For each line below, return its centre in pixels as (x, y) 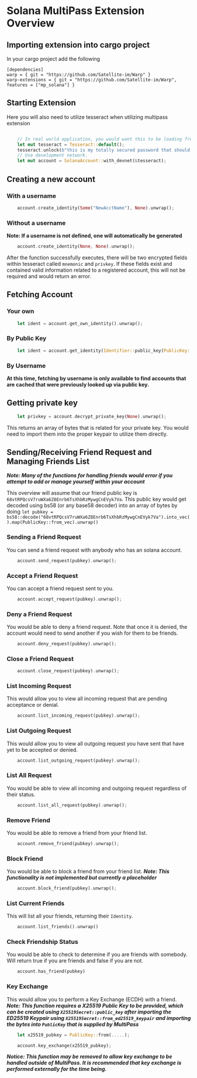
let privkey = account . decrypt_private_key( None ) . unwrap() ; (92, 416)
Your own (20, 312)
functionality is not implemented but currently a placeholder (82, 878)
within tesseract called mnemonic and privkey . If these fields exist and (89, 263)
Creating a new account (51, 179)
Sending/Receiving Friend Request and (79, 452)
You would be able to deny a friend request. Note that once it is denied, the (97, 627)
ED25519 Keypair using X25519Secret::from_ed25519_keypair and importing (99, 1018)
